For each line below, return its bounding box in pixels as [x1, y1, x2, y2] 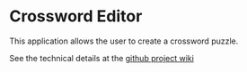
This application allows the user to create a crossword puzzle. [9, 36, 239, 46]
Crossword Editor [9, 6, 143, 27]
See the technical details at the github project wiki [9, 52, 195, 63]
